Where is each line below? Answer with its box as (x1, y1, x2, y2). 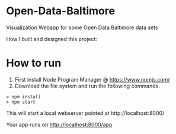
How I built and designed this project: (6, 35, 98, 42)
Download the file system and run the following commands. (14, 82, 160, 89)
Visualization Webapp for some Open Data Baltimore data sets (6, 24, 158, 31)
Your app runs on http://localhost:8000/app (6, 121, 113, 128)
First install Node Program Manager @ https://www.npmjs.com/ (14, 76, 170, 83)
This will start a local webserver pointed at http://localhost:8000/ (6, 109, 165, 117)
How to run (6, 57, 62, 70)
